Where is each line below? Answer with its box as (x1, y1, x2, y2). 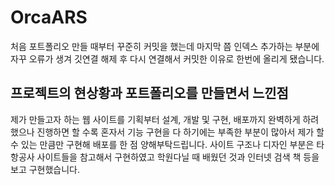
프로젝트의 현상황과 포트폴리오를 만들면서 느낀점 (10, 85, 289, 102)
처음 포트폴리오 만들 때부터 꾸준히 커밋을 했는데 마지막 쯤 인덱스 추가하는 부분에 (10, 40, 320, 52)
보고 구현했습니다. (10, 163, 81, 175)
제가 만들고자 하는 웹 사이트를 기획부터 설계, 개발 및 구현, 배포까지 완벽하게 (10, 113, 301, 125)
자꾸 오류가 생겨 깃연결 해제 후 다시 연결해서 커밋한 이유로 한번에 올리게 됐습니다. (10, 52, 325, 65)
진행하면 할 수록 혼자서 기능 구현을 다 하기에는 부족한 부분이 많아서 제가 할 (36, 126, 325, 138)
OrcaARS (10, 6, 88, 29)
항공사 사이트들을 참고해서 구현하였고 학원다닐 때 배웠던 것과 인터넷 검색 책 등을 (10, 151, 320, 163)
